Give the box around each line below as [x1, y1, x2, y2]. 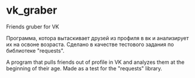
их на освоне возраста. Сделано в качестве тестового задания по [6, 41, 174, 48]
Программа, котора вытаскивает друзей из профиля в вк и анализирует [6, 34, 189, 41]
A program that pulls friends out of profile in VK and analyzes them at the [6, 58, 185, 66]
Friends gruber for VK [6, 23, 59, 30]
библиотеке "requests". [6, 47, 65, 54]
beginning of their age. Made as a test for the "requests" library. [6, 64, 162, 71]
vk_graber [6, 4, 57, 17]
